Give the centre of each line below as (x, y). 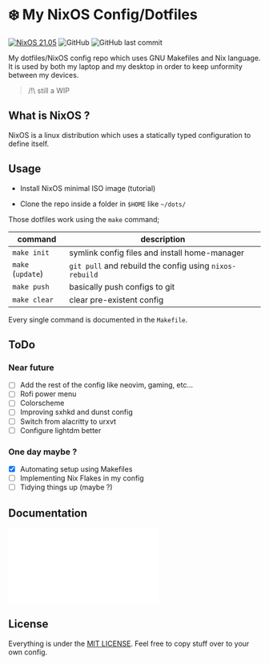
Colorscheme (42, 403)
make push (31, 286)
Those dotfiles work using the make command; (84, 219)
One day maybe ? (43, 452)
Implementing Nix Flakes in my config (82, 478)
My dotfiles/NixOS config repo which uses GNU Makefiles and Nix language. (134, 58)
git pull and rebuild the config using (139, 266)
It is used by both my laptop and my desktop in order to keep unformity (125, 66)
